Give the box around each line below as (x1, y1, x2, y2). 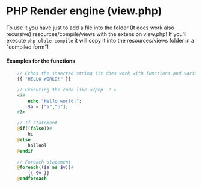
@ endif (17, 148, 34, 154)
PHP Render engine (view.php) (6, 4, 162, 18)
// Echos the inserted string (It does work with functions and (17, 70, 182, 76)
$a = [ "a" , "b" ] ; (28, 103, 69, 109)
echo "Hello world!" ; (28, 98, 82, 104)
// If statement (17, 120, 58, 126)
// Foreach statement (17, 159, 71, 165)
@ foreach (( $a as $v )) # (17, 164, 74, 171)
